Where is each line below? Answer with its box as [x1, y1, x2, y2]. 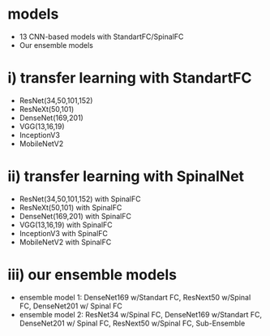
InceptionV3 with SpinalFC [19, 228, 109, 238]
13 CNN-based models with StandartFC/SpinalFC [19, 32, 184, 41]
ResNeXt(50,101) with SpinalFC [19, 202, 122, 212]
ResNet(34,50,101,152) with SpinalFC [19, 194, 141, 204]
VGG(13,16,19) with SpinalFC [19, 220, 113, 230]
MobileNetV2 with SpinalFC [19, 237, 112, 247]
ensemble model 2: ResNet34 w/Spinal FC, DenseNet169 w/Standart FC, [19, 309, 263, 319]
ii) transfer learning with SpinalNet [7, 167, 245, 186]
